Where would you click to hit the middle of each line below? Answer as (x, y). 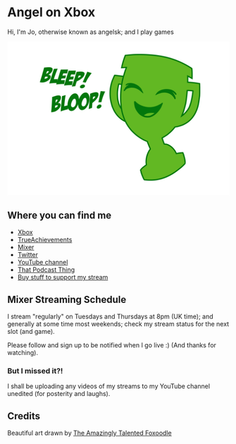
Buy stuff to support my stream (63, 277)
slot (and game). (31, 332)
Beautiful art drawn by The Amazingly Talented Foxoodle (89, 433)
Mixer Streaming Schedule (67, 300)
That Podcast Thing (46, 270)
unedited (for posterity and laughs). (59, 394)
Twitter (28, 255)
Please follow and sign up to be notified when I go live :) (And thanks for (112, 345)
